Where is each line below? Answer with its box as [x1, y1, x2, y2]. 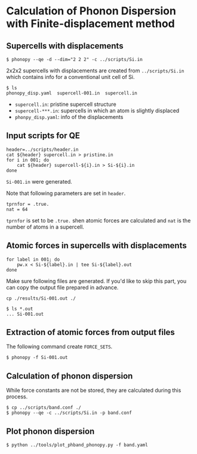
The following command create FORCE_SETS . [6, 343, 113, 351]
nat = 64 [6, 206, 28, 212]
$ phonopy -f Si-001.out [6, 355, 68, 361]
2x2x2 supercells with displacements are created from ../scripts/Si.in [6, 67, 184, 74]
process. [6, 393, 28, 400]
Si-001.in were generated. [6, 178, 73, 185]
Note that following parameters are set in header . [6, 190, 126, 197]
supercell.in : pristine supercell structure [14, 100, 116, 108]
